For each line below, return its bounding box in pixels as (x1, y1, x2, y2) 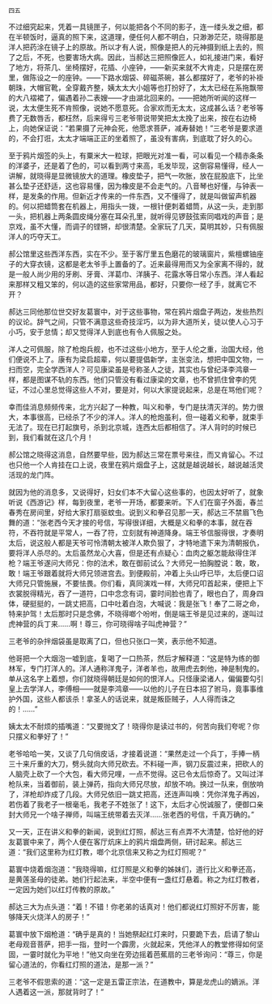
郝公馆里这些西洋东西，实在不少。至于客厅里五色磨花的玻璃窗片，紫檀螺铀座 (8, 249, 264, 259)
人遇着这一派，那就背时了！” (8, 987, 104, 997)
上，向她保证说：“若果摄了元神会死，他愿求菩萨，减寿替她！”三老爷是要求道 (8, 123, 263, 133)
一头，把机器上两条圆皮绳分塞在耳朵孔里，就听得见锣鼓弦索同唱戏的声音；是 (8, 212, 264, 221)
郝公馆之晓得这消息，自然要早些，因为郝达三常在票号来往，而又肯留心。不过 (8, 450, 264, 459)
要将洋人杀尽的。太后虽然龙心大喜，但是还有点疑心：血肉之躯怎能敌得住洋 (8, 548, 257, 557)
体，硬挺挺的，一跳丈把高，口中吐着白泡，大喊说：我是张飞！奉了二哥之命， (8, 599, 264, 608)
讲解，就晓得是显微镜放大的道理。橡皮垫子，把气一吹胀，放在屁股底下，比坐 (8, 171, 264, 180)
